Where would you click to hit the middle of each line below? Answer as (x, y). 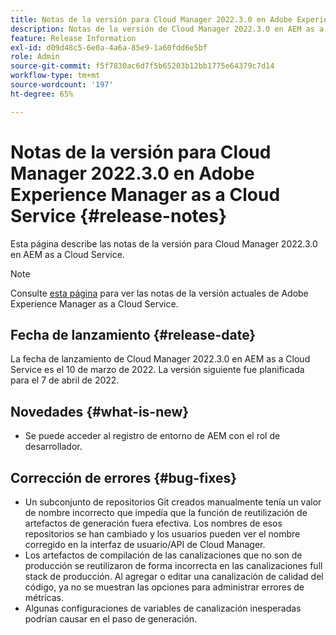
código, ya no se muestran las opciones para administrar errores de (164, 587)
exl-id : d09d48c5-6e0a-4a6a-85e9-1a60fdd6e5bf (109, 47)
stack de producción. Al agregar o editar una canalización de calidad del (174, 576)
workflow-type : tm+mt (55, 76)
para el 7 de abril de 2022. (65, 380)
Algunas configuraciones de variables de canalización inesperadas (163, 608)
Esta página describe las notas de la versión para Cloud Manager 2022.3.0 (164, 243)
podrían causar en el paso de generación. (111, 619)
